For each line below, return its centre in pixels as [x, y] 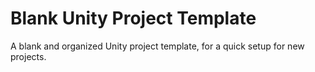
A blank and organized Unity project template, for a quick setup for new [157, 46]
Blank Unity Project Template [133, 18]
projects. [28, 56]
